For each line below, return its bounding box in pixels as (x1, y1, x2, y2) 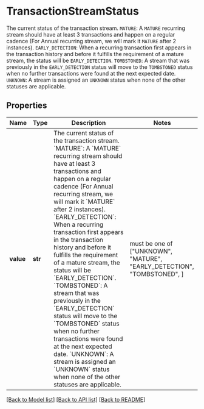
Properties (6, 101, 47, 111)
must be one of (129, 239, 173, 247)
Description (71, 118, 106, 127)
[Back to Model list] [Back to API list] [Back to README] (6, 396, 146, 403)
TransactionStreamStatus (6, 4, 140, 18)
